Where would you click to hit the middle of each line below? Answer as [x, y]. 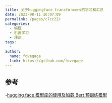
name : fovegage [25, 56]
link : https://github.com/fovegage [46, 61]
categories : [17, 24]
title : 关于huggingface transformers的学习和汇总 [55, 10]
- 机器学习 [19, 33]
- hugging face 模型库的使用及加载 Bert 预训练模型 [56, 95]
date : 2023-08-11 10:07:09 [33, 14]
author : [13, 51]
